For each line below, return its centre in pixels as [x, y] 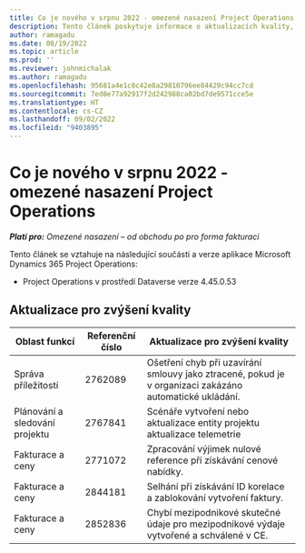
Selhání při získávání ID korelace [216, 486]
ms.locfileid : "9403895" [56, 128]
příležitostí [36, 385]
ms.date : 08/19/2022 [49, 43]
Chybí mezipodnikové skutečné [214, 512]
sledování [34, 422]
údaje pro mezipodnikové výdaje [216, 524]
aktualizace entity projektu [203, 422]
